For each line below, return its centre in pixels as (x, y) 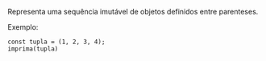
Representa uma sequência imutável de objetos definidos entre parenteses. (133, 12)
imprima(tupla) (33, 49)
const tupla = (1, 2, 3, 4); (56, 42)
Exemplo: (23, 27)
